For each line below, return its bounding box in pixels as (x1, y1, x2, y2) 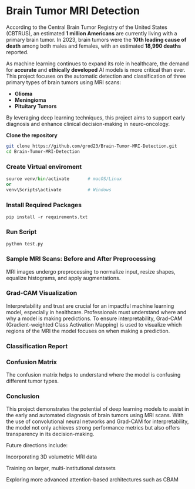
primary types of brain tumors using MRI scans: (6, 78, 122, 86)
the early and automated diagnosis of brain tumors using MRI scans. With (6, 412, 184, 419)
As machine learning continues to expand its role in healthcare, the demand (6, 60, 189, 67)
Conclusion (6, 392, 40, 400)
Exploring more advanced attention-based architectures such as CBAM (6, 476, 179, 483)
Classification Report (6, 342, 68, 350)
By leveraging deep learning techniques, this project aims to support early (6, 114, 186, 121)
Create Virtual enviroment (6, 162, 82, 171)
